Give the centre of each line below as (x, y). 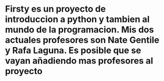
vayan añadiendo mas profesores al (79, 61)
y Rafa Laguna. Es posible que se (73, 51)
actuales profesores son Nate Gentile (82, 40)
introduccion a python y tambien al (77, 19)
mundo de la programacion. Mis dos (80, 30)
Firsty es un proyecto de (56, 9)
